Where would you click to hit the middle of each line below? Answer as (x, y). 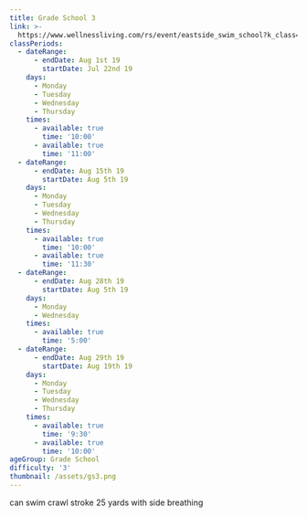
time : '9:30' (67, 434)
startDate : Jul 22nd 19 (87, 69)
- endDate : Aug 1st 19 (77, 60)
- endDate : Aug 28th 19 (79, 281)
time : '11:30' (69, 264)
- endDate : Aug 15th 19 (79, 171)
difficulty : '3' (40, 468)
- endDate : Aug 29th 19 (79, 357)
